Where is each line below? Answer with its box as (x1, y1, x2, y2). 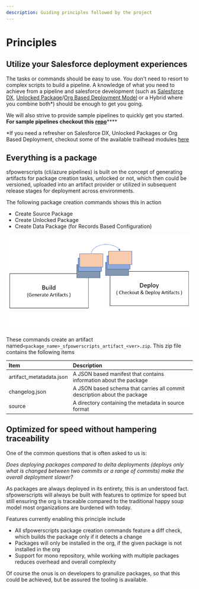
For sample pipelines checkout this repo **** (6, 118, 117, 125)
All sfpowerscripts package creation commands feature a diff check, (14, 527, 182, 534)
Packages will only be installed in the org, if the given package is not (14, 539, 182, 546)
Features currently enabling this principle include (6, 515, 126, 522)
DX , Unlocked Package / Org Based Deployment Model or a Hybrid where (6, 94, 183, 101)
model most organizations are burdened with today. (6, 504, 132, 511)
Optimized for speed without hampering (6, 424, 157, 434)
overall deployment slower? (6, 474, 73, 481)
